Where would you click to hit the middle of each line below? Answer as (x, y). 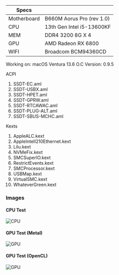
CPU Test (16, 210)
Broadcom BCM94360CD (75, 52)
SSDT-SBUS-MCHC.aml (38, 116)
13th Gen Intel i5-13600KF (78, 27)
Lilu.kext (22, 147)
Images (15, 198)
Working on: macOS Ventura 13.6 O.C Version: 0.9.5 (60, 64)
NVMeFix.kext (28, 152)
